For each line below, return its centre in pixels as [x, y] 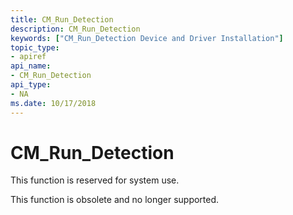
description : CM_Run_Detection [75, 29]
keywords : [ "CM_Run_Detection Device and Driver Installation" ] [147, 38]
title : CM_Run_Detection [62, 19]
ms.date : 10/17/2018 [53, 103]
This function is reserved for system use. [95, 180]
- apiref [28, 57]
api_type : [31, 85]
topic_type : [35, 47]
